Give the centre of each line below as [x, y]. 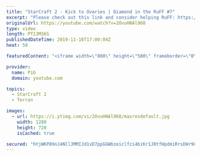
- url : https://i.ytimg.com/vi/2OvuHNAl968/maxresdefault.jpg [91, 116]
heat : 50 [17, 46]
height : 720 [32, 127]
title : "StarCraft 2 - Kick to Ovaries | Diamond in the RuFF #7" [91, 12]
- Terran [22, 100]
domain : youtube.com [37, 78]
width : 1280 [32, 122]
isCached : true [36, 133]
